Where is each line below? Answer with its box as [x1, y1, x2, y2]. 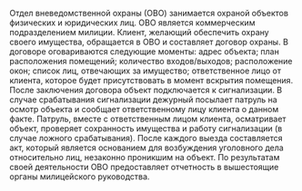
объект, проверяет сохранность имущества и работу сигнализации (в [9, 123, 283, 134]
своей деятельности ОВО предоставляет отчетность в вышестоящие [9, 162, 279, 172]
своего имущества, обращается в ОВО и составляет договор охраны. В [9, 36, 289, 47]
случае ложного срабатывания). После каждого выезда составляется [9, 133, 284, 143]
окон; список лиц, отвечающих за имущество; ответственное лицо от [9, 65, 282, 76]
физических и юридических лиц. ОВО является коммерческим [9, 17, 256, 28]
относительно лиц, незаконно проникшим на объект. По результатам [9, 152, 280, 162]
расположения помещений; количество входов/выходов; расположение [9, 56, 293, 66]
